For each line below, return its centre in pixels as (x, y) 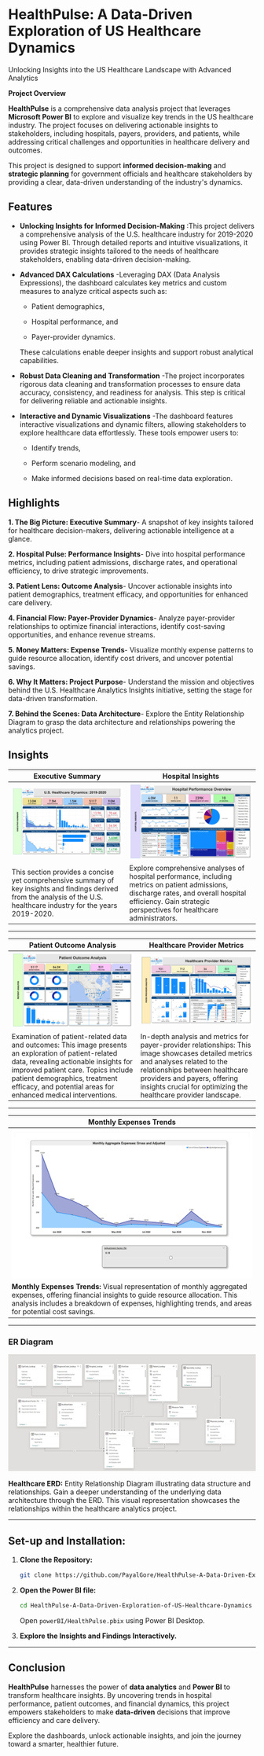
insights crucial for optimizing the (194, 1086)
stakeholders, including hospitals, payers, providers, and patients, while (124, 133)
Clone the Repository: (56, 1560)
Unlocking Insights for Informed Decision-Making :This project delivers (137, 226)
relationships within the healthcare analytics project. (93, 1509)
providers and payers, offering (189, 1078)
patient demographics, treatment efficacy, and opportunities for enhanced (128, 594)
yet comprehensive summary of (63, 880)
